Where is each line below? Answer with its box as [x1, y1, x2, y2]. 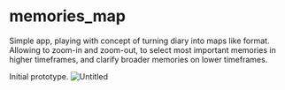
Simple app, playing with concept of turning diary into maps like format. [9, 35, 270, 46]
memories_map [9, 6, 127, 26]
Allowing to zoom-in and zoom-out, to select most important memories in [9, 44, 276, 55]
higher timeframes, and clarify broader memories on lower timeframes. [9, 54, 268, 64]
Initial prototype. [9, 71, 69, 81]
